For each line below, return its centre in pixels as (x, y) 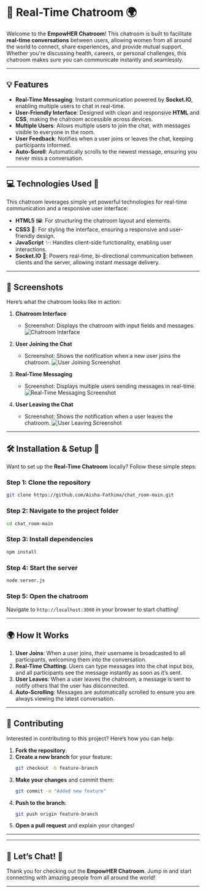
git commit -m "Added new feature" (61, 791)
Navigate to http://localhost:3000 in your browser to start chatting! (93, 610)
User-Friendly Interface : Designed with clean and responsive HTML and (107, 112)
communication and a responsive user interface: (67, 208)
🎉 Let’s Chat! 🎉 (35, 856)
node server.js (26, 580)
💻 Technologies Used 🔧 (53, 184)
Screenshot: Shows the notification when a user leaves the (99, 416)
